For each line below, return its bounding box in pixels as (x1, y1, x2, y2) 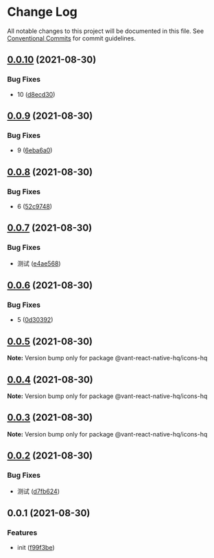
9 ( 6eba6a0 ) (16, 146, 53, 154)
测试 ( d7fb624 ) (16, 487, 60, 495)
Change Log (7, 4, 78, 20)
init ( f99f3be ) (16, 544, 55, 552)
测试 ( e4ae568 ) (16, 259, 61, 268)
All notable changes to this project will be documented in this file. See (7, 27, 204, 35)
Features (7, 528, 38, 537)
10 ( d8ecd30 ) (16, 90, 56, 98)
